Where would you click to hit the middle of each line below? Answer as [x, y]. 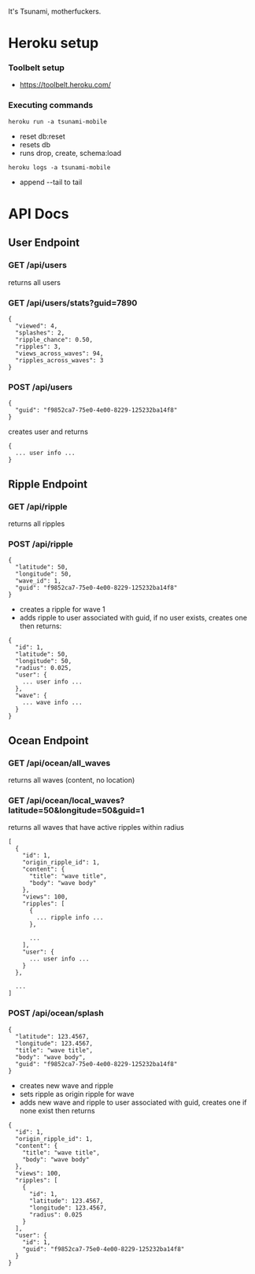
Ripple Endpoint [48, 484]
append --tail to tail [51, 182]
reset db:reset [42, 136]
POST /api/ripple [41, 544]
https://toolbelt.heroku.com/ [65, 85]
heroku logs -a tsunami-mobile [59, 167]
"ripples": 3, [38, 346]
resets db [35, 144]
